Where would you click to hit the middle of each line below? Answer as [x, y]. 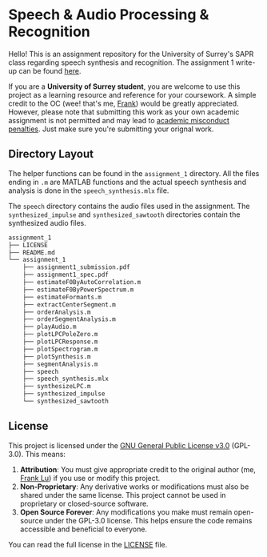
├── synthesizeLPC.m [57, 387]
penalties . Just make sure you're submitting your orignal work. [111, 129]
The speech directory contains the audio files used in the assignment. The [129, 206]
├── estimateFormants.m [62, 297]
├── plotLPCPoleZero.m [60, 335]
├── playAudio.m [50, 327]
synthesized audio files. [47, 222]
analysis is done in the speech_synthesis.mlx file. [89, 190]
